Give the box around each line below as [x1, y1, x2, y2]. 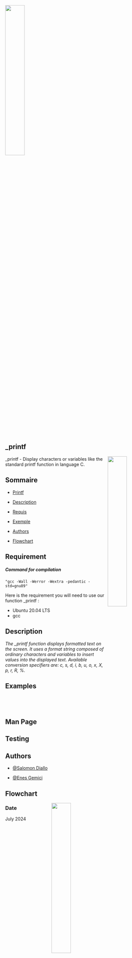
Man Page [5, 718, 37, 726]
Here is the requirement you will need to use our [5, 592, 104, 598]
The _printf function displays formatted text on [5, 641, 101, 647]
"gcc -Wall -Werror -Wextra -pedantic [5, 579, 86, 584]
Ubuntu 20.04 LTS [12, 607, 50, 613]
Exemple [12, 518, 31, 524]
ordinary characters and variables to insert [5, 651, 94, 657]
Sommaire [5, 476, 38, 484]
